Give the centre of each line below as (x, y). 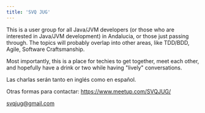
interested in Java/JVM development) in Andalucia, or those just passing (98, 36)
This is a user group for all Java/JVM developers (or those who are (90, 29)
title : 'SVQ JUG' (28, 12)
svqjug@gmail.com (31, 103)
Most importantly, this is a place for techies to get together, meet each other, (103, 61)
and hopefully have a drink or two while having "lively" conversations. (94, 68)
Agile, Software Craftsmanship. (46, 49)
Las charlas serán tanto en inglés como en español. (71, 79)
